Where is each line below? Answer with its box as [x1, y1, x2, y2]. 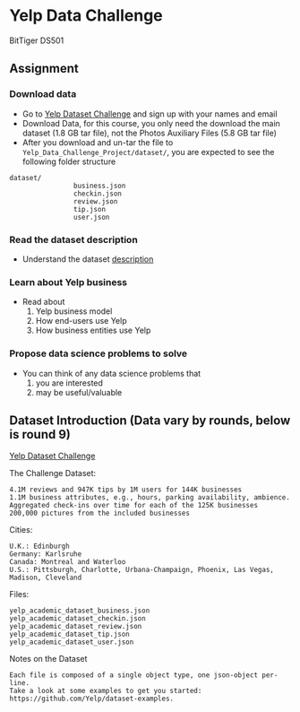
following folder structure [21, 156, 116, 167]
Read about [21, 297, 65, 308]
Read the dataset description [9, 233, 139, 246]
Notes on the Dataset [9, 654, 88, 664]
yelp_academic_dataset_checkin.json [9, 614, 146, 623]
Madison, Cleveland [9, 573, 82, 583]
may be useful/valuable [35, 386, 123, 397]
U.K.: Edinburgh [9, 542, 70, 551]
